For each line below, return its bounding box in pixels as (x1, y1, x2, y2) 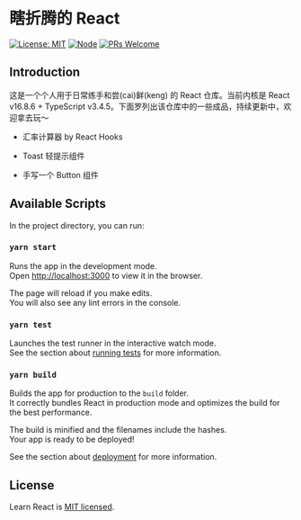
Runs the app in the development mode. (9, 260, 157, 271)
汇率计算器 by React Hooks (22, 131, 123, 142)
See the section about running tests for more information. (9, 347, 222, 358)
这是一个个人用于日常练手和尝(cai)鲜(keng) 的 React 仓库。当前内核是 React (9, 89, 290, 100)
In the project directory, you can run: (9, 220, 145, 230)
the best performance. (9, 407, 93, 418)
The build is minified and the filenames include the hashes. (9, 425, 227, 435)
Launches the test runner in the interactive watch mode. (9, 338, 217, 349)
